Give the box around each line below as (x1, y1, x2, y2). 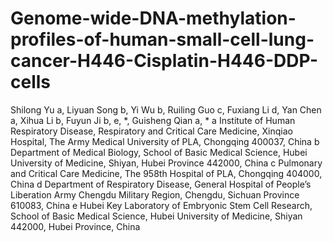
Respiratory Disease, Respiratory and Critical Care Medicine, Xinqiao (10, 125, 293, 137)
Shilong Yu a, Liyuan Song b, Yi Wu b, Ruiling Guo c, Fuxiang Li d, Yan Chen (10, 103, 322, 116)
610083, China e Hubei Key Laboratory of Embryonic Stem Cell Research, (10, 199, 313, 211)
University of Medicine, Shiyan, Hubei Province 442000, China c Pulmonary (10, 157, 323, 169)
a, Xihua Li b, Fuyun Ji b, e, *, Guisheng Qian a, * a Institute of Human (10, 114, 296, 126)
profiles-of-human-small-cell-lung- (10, 28, 315, 51)
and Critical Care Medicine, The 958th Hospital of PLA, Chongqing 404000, (10, 167, 323, 179)
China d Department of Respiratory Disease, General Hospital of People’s (10, 178, 312, 190)
